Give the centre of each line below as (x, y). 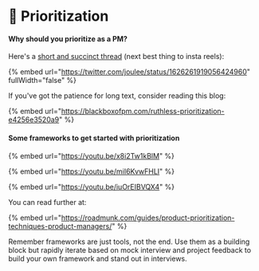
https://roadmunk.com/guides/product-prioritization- (148, 218)
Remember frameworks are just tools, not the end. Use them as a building (129, 242)
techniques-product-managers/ (60, 226)
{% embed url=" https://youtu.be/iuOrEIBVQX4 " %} (92, 187)
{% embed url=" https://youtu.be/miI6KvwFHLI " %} (92, 171)
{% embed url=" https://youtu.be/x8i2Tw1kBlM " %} (92, 155)
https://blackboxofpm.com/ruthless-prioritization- (143, 112)
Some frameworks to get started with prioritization (94, 138)
